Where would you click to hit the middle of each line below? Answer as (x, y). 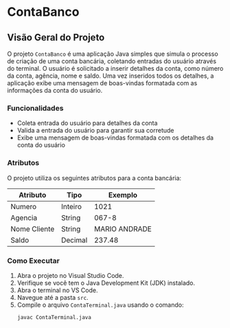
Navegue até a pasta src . (53, 297)
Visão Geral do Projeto (56, 37)
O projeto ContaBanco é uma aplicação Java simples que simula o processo (113, 54)
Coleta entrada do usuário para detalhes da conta (87, 123)
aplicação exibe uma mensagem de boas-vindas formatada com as (102, 83)
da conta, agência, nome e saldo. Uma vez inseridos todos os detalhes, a (111, 76)
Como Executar (33, 261)
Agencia (24, 217)
